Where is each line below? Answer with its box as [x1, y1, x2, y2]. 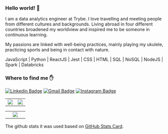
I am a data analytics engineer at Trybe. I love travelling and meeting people [5, 16, 162, 22]
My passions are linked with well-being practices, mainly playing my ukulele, [5, 41, 163, 47]
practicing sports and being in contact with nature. [5, 47, 110, 53]
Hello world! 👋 [5, 4, 40, 11]
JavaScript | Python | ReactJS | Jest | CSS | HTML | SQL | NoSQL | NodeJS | [5, 56, 163, 62]
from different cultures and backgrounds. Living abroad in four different [5, 21, 153, 27]
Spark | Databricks [5, 62, 44, 68]
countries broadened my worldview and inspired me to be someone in [5, 26, 150, 32]
